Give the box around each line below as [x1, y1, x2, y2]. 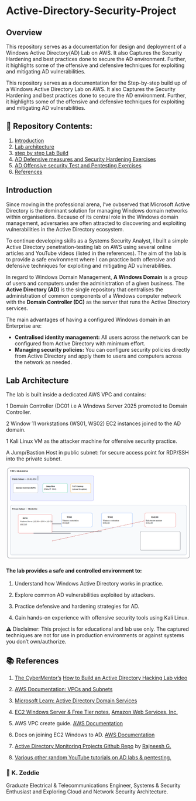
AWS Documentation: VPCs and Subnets [14, 685, 113, 692]
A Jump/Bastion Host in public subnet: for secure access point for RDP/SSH [6, 449, 189, 456]
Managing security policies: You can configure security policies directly [14, 346, 190, 353]
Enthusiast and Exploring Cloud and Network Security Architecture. [6, 788, 169, 795]
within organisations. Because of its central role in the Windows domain [6, 213, 178, 220]
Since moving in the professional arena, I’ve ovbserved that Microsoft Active [6, 201, 190, 208]
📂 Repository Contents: [6, 122, 93, 132]
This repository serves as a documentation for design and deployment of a [6, 43, 186, 50]
